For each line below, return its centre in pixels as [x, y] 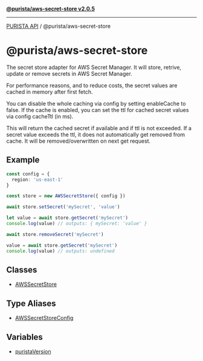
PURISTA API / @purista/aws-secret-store [58, 26]
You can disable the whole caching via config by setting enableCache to [96, 103]
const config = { [28, 174]
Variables [25, 337]
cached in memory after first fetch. [50, 92]
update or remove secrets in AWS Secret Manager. [69, 73]
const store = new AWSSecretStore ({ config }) [66, 196]
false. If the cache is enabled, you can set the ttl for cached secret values [98, 110]
